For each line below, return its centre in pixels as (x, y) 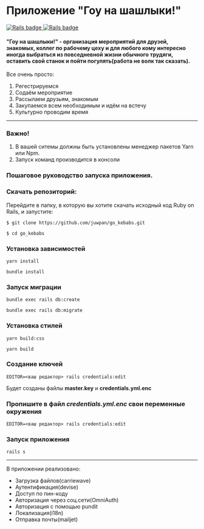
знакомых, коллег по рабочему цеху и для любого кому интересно (96, 48)
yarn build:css (25, 338)
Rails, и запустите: (30, 211)
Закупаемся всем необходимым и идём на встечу (81, 106)
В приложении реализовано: (43, 469)
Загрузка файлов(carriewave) (53, 481)
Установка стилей (34, 326)
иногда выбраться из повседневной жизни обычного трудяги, (90, 54)
